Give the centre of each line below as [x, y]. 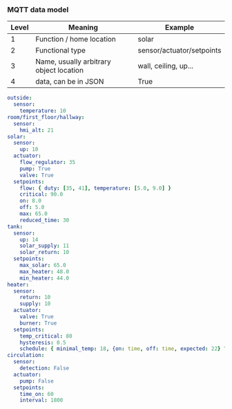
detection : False [45, 368]
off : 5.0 [32, 208]
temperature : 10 [43, 111]
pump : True [35, 169]
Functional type [61, 51]
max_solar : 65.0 [43, 265]
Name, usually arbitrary [74, 62]
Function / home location [76, 39]
